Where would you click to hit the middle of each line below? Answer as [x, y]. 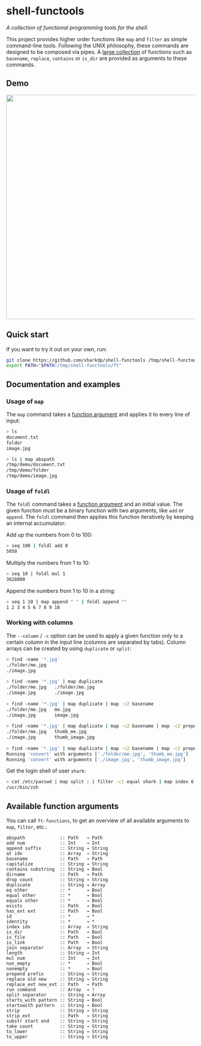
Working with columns [40, 622]
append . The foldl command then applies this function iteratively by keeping [100, 517]
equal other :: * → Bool [54, 896]
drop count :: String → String [57, 880]
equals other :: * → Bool [54, 901]
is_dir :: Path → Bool [54, 932]
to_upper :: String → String [57, 1037]
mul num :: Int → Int [53, 959]
